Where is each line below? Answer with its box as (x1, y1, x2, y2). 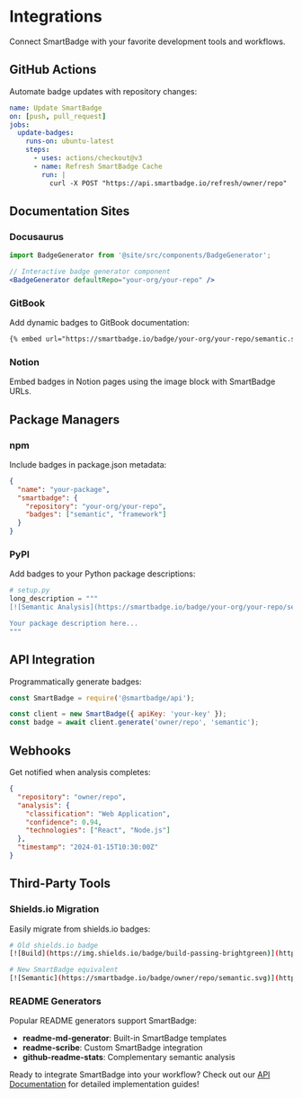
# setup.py (9, 586, 50, 595)
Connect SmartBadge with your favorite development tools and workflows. (9, 36, 286, 47)
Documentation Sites (9, 203, 130, 219)
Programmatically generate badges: (9, 676, 142, 687)
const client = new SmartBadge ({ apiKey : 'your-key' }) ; (9, 710, 227, 719)
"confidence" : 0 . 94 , (25, 817, 102, 826)
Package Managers (9, 412, 120, 427)
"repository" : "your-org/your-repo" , (25, 502, 167, 511)
